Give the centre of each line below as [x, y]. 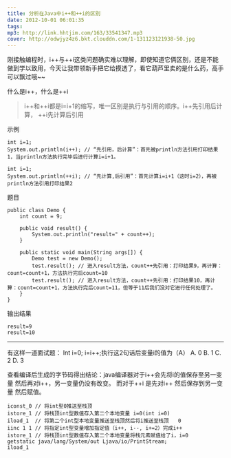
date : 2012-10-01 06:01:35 [46, 20]
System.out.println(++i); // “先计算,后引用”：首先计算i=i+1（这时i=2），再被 [112, 176]
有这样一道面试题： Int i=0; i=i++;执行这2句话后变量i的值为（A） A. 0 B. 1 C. [114, 353]
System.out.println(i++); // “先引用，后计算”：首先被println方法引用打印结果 [113, 150]
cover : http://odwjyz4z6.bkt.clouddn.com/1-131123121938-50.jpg [101, 39]
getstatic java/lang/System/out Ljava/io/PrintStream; [87, 441]
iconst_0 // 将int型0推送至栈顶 [50, 406]
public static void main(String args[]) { [81, 253]
